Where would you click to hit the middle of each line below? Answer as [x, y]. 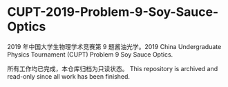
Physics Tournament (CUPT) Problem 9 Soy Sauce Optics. [90, 54]
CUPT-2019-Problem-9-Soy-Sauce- [113, 12]
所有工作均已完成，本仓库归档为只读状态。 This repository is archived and [113, 68]
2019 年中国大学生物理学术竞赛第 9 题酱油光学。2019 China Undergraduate [114, 46]
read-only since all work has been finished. [68, 76]
